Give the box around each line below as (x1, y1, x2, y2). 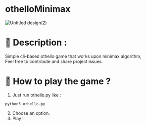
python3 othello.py (5, 101, 46, 106)
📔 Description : (5, 37, 67, 48)
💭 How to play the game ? (5, 76, 111, 87)
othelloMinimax (5, 3, 71, 15)
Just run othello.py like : (12, 92, 61, 98)
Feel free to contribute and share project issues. (5, 58, 103, 64)
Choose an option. (12, 110, 50, 116)
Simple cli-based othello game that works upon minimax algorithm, (5, 53, 142, 59)
